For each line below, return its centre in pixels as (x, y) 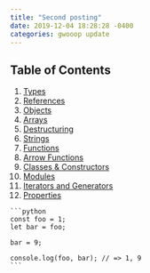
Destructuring (48, 129)
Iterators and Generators (68, 186)
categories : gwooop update (60, 34)
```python (28, 212)
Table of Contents (61, 70)
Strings (36, 139)
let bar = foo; (38, 228)
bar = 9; (26, 243)
